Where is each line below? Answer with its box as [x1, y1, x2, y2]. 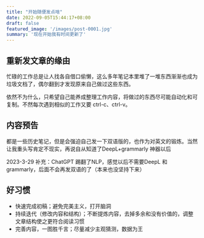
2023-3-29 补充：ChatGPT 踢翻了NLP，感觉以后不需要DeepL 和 [6, 158, 168, 165]
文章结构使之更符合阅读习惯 [15, 217, 85, 225]
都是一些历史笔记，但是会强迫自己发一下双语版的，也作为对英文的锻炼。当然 [6, 137, 198, 144]
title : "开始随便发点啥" [6, 8, 63, 15]
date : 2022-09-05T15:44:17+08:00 [6, 15, 91, 21]
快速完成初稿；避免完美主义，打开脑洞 [15, 202, 111, 209]
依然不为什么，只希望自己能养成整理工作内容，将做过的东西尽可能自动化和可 [6, 93, 198, 100]
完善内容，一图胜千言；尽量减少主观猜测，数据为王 [15, 225, 143, 233]
